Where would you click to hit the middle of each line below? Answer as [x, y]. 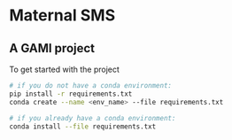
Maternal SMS [62, 16]
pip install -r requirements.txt [71, 94]
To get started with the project [64, 69]
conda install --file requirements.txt [83, 126]
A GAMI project [52, 48]
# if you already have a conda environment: [93, 118]
